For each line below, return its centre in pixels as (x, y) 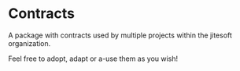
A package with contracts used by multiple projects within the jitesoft (120, 35)
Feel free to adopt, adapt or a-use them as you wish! (93, 59)
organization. (30, 43)
